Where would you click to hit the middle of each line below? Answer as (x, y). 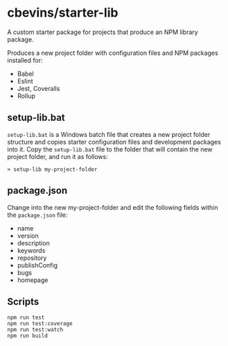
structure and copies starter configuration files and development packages (114, 142)
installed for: (25, 60)
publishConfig (37, 265)
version (28, 236)
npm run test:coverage (40, 324)
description (33, 243)
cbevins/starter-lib (63, 13)
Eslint (25, 81)
